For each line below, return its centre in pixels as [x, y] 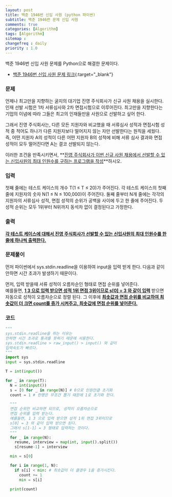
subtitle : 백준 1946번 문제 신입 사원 [42, 19]
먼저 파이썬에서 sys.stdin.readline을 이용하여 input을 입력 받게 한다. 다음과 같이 [85, 266]
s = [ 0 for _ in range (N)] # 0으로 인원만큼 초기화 [61, 390]
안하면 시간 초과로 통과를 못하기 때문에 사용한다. [50, 338]
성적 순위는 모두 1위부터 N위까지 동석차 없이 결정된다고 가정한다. [69, 207]
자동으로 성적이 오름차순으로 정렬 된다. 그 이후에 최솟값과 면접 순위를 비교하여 [82, 297]
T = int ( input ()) [24, 371]
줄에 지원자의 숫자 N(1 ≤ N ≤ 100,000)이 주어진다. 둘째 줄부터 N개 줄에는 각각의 [85, 194]
